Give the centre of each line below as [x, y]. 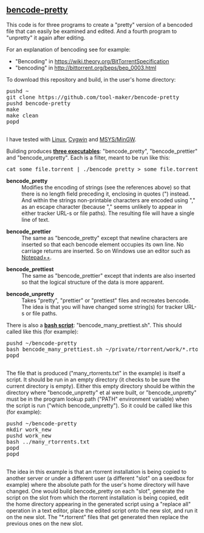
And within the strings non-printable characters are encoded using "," [108, 200]
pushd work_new [29, 436]
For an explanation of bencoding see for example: [68, 49]
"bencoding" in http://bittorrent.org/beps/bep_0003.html [86, 68]
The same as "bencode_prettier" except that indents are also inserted [108, 275]
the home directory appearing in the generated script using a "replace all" [99, 504]
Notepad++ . [37, 257]
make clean [22, 115]
